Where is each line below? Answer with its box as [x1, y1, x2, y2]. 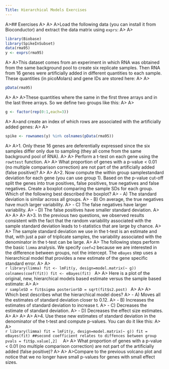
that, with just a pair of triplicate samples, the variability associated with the [5, 234, 162, 240]
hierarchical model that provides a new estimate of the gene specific [5, 255, 148, 261]
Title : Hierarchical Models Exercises [5, 7, 87, 13]
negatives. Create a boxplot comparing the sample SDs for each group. [5, 185, 153, 191]
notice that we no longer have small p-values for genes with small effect [5, 353, 155, 360]
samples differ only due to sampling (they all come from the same [5, 148, 142, 154]
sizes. [5, 359, 18, 365]
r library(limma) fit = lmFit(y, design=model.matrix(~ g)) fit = [5, 329, 148, 334]
